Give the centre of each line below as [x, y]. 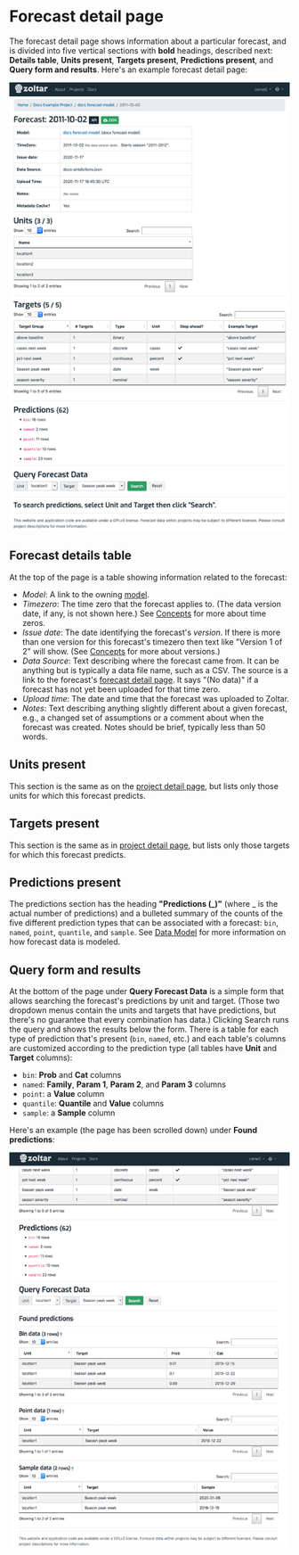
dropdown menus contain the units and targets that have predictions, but [143, 1010]
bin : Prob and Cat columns [72, 1075]
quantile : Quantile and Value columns [93, 1104]
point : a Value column [63, 1094]
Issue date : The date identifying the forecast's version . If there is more [151, 632]
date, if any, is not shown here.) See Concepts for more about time [144, 613]
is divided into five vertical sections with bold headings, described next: [141, 50]
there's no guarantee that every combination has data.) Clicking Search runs [149, 1020]
